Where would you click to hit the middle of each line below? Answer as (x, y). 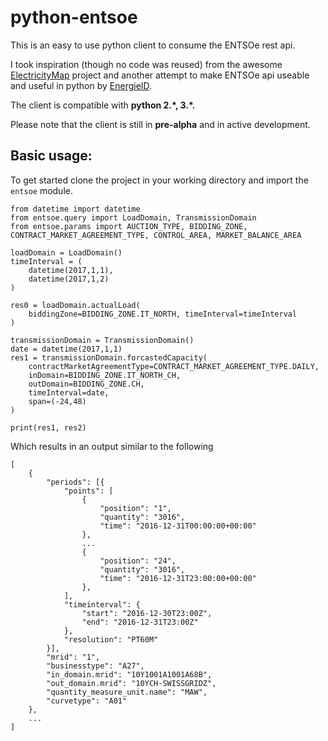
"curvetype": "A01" (87, 701)
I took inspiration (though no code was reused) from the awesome (146, 64)
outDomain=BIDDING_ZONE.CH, (86, 384)
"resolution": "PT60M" (111, 639)
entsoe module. (41, 190)
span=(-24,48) (57, 401)
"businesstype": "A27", (95, 666)
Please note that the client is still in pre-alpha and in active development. (160, 124)
